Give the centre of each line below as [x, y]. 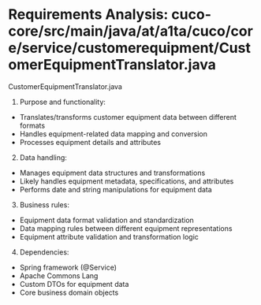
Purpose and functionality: [63, 102]
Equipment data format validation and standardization [107, 220]
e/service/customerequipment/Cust [129, 48]
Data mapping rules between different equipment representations [126, 228]
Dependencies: [44, 252]
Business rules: [44, 205]
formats [32, 125]
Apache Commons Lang [59, 275]
